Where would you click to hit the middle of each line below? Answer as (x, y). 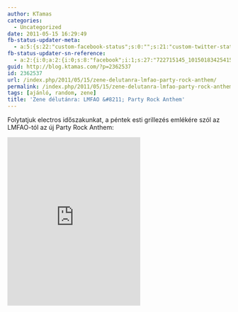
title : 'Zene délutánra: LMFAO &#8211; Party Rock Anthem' (96, 100)
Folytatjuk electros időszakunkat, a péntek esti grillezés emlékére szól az (114, 120)
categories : (25, 21)
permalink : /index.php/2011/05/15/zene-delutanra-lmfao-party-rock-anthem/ (121, 87)
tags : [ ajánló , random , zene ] (52, 93)
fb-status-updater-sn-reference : (57, 54)
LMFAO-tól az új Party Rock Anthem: (61, 127)
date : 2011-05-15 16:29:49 (47, 34)
